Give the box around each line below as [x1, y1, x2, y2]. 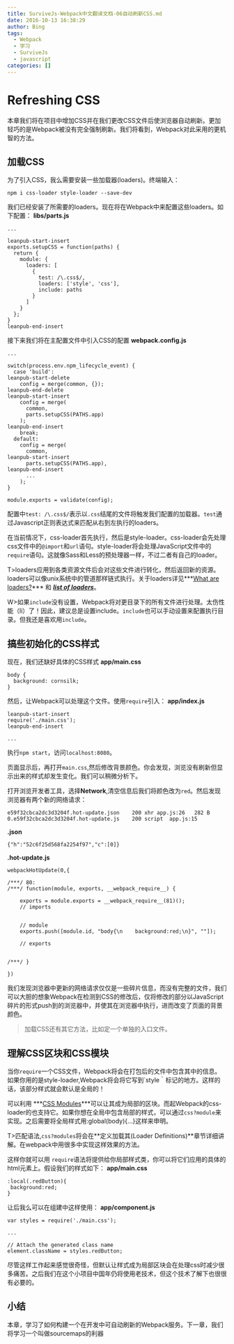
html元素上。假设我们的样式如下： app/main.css [7, 1164, 148, 1172]
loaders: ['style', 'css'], [38, 281, 120, 288]
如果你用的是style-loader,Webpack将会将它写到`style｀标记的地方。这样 [7, 1076, 214, 1084]
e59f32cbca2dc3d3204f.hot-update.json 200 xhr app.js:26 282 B [7, 809, 210, 816]
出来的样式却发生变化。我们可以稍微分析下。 [13, 772, 141, 780]
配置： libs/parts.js [13, 211, 70, 220]
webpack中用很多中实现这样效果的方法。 [25, 1140, 144, 1149]
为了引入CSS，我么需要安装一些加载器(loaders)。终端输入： [7, 176, 180, 184]
